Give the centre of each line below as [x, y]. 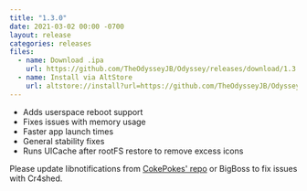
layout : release [40, 35]
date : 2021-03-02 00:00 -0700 [67, 27]
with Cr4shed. [36, 178]
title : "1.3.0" [38, 18]
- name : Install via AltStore [75, 78]
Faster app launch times [68, 131]
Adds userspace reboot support [83, 111]
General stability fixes [64, 141]
